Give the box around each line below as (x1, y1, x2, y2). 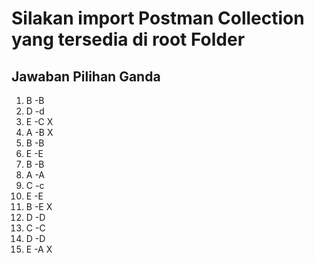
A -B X (25, 127, 54, 138)
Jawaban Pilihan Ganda (11, 68, 161, 85)
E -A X (25, 243, 53, 255)
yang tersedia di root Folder (11, 28, 246, 51)
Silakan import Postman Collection (11, 7, 305, 30)
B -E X (25, 201, 53, 212)
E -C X (25, 116, 54, 127)
